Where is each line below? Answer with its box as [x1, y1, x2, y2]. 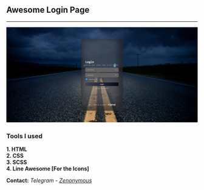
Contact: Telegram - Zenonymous [6, 177, 92, 185]
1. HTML [6, 146, 27, 153]
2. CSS [6, 152, 24, 160]
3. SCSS [6, 158, 27, 166]
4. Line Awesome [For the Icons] [6, 165, 89, 172]
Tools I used [6, 132, 43, 140]
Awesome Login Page [6, 5, 90, 15]
